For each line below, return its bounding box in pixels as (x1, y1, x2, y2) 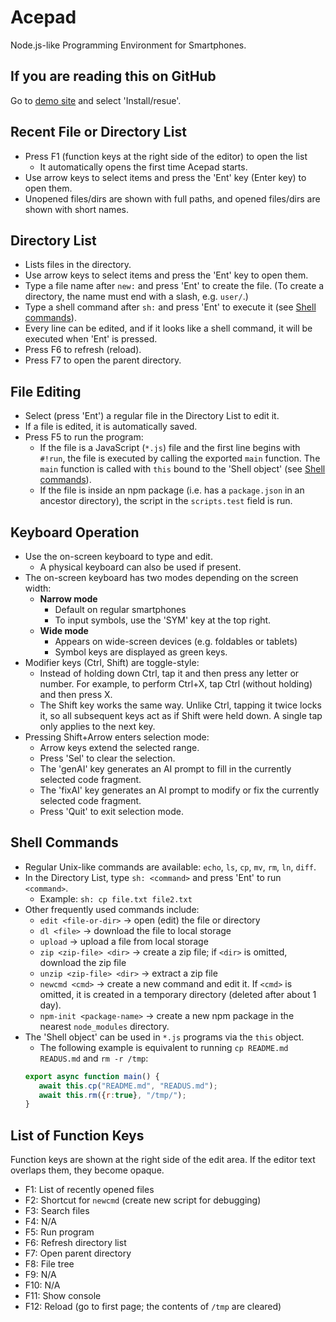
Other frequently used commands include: (24, 903, 200, 915)
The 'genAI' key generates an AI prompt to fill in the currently (39, 763, 292, 775)
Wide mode (39, 625, 89, 636)
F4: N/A (24, 1216, 57, 1228)
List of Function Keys (10, 1127, 145, 1144)
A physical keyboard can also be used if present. (39, 561, 242, 573)
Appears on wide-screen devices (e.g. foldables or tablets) (54, 636, 298, 647)
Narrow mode (39, 593, 98, 605)
